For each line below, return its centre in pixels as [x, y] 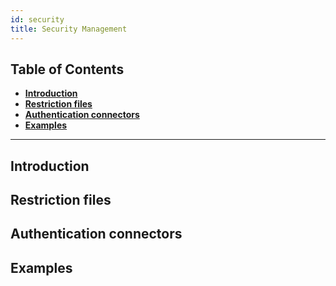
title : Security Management [69, 29]
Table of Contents [67, 69]
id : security [37, 19]
